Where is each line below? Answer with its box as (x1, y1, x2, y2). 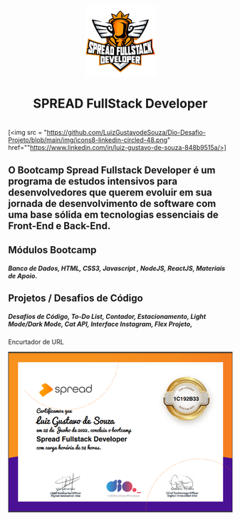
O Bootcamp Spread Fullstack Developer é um (8, 164, 216, 176)
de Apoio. (8, 271, 38, 280)
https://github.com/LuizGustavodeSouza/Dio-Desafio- (46, 128, 206, 137)
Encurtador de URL (8, 337, 65, 347)
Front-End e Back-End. (8, 220, 111, 232)
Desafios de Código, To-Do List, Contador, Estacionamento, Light (8, 312, 207, 320)
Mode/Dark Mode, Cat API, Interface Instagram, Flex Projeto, (8, 320, 193, 328)
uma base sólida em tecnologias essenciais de (8, 208, 219, 220)
